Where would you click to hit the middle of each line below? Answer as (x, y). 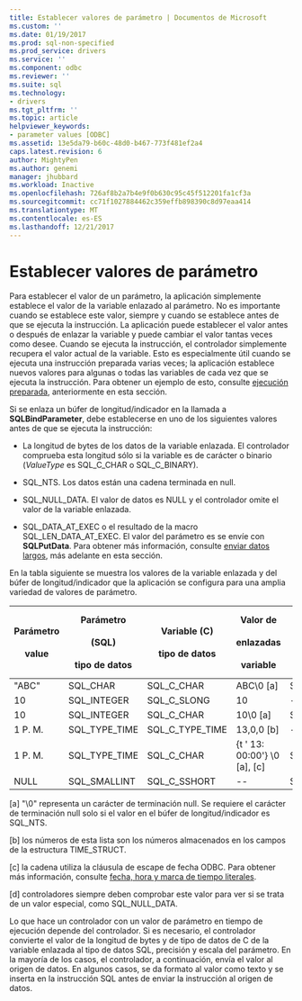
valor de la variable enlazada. (77, 510)
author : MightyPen (44, 160)
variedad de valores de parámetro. (73, 592)
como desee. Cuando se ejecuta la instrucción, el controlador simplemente (148, 344)
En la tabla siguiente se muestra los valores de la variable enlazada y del (143, 573)
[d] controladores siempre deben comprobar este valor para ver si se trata (147, 894)
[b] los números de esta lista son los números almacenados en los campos (147, 840)
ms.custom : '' (36, 26)
